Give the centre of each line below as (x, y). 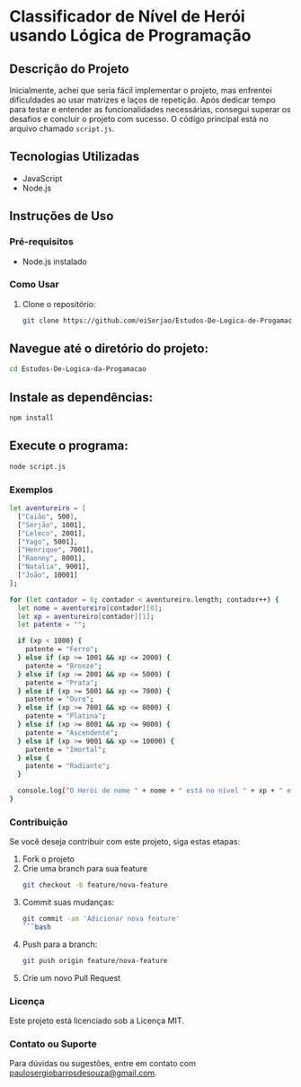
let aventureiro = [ (48, 508)
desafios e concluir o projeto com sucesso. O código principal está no (139, 119)
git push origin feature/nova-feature (95, 960)
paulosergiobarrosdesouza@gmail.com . (83, 1073)
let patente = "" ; (52, 625)
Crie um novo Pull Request (71, 977)
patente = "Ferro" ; (62, 650)
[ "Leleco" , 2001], (52, 533)
